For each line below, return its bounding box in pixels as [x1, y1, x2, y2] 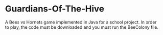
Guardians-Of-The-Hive [5, 3, 104, 14]
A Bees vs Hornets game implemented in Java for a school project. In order [5, 19, 157, 25]
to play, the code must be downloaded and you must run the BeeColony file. [5, 24, 159, 30]
